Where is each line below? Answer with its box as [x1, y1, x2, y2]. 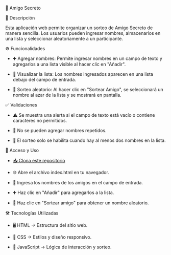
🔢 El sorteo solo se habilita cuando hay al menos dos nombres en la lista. [12, 137, 166, 143]
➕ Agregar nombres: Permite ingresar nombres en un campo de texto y [12, 55, 162, 61]
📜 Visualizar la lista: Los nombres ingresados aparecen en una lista [12, 71, 153, 77]
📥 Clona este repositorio [12, 158, 65, 163]
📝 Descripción [5, 15, 35, 20]
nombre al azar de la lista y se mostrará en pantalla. [12, 92, 121, 98]
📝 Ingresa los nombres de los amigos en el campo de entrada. [12, 180, 143, 185]
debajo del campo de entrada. [12, 77, 77, 82]
